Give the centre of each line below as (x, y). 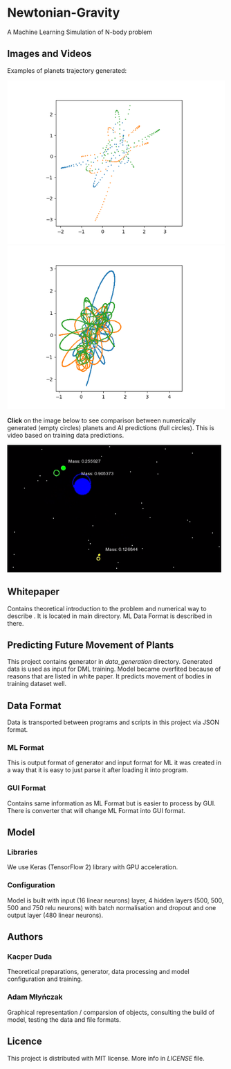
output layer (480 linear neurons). (55, 915)
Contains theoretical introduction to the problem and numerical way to (107, 608)
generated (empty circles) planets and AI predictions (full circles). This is (111, 427)
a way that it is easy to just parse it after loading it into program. (98, 770)
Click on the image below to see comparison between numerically (101, 420)
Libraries (22, 853)
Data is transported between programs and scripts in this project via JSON (113, 722)
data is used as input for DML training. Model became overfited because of (114, 669)
